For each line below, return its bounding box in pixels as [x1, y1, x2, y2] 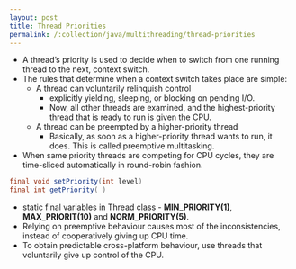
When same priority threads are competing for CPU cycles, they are [22, 150, 274, 161]
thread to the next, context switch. [22, 64, 150, 75]
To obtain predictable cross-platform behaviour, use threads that [22, 240, 263, 251]
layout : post [9, 13, 58, 22]
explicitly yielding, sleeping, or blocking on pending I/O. [49, 93, 256, 103]
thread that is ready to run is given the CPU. [49, 112, 211, 122]
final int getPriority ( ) [9, 185, 106, 194]
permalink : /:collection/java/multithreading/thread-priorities [9, 30, 256, 39]
